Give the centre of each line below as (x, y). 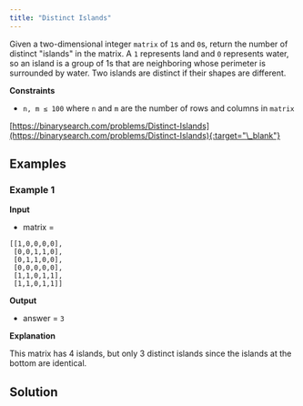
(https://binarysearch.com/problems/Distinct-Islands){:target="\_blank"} (145, 135)
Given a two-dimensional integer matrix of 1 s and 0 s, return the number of (149, 44)
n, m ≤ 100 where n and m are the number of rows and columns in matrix (158, 108)
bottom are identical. (48, 363)
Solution (34, 392)
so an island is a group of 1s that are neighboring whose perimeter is (138, 63)
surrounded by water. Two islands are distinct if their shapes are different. (148, 73)
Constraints (32, 90)
